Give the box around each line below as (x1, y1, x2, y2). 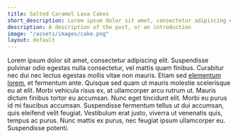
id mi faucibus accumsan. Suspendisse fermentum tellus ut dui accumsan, (7, 101, 225, 110)
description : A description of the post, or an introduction (7, 23, 192, 30)
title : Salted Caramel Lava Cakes (7, 10, 110, 18)
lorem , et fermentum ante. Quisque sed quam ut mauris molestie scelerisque (7, 79, 231, 87)
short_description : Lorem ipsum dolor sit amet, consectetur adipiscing (7, 17, 227, 24)
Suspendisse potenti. (7, 124, 69, 132)
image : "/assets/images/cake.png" (7, 30, 110, 38)
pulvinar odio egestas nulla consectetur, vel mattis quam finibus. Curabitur (7, 64, 225, 72)
